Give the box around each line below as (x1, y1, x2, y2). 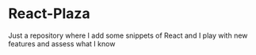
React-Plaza (8, 5, 90, 23)
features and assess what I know (8, 38, 116, 48)
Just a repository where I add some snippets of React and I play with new (8, 31, 248, 40)
